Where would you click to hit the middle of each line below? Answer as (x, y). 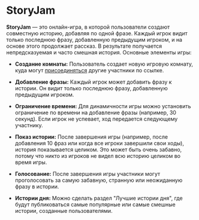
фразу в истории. (37, 187)
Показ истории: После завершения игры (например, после (91, 137)
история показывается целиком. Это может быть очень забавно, (98, 149)
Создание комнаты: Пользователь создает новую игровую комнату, (104, 64)
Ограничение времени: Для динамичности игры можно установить (103, 106)
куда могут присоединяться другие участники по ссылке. (89, 70)
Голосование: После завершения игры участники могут (88, 173)
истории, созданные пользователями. (64, 210)
